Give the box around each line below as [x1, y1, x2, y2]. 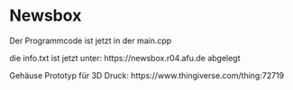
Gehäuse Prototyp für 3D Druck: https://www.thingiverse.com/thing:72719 [9, 69, 285, 81]
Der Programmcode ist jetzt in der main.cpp [9, 35, 172, 46]
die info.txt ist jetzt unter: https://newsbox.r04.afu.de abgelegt [9, 52, 241, 63]
